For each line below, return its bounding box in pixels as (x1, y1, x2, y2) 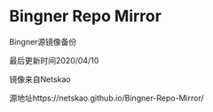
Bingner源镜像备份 (9, 36, 77, 47)
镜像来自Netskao (9, 73, 71, 85)
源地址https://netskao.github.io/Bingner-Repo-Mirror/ (9, 93, 204, 103)
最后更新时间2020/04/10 (9, 55, 99, 65)
